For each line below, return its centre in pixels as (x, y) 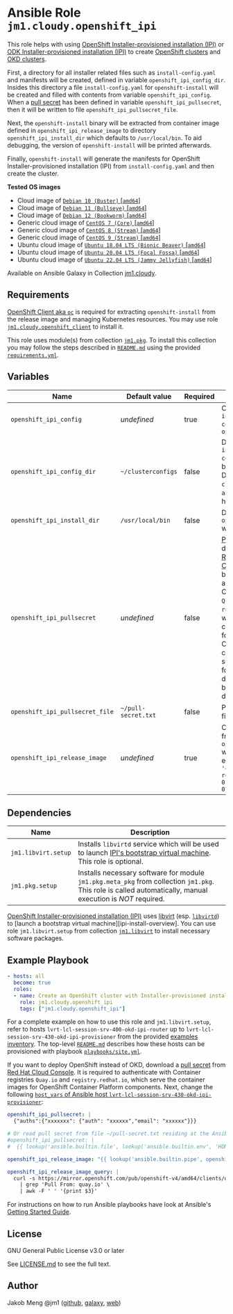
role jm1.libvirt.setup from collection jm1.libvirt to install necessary (109, 931)
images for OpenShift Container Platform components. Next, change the (110, 1087)
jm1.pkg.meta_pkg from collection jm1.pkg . (146, 882)
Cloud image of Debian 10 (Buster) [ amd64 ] (79, 200)
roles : (23, 989)
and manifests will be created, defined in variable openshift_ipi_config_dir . (116, 80)
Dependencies (39, 813)
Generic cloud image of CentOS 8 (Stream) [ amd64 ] (89, 230)
